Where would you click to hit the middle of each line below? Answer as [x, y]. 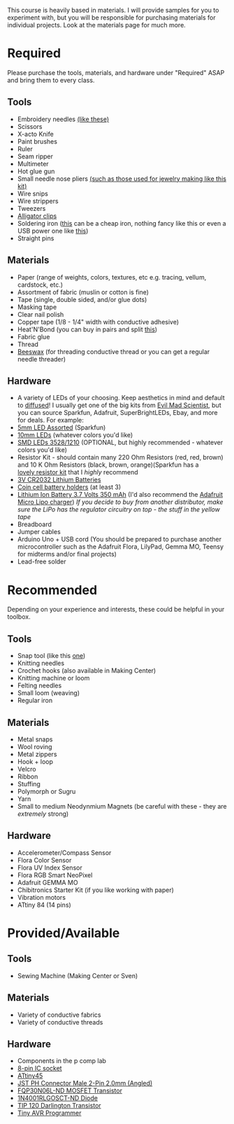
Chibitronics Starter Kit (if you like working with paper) [96, 890]
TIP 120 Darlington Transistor [59, 1106]
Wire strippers [38, 201]
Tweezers [31, 208]
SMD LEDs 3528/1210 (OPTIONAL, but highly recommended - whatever [120, 443]
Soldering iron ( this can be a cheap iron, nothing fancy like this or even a [122, 223]
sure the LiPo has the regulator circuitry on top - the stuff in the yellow [118, 509]
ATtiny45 [30, 1076]
